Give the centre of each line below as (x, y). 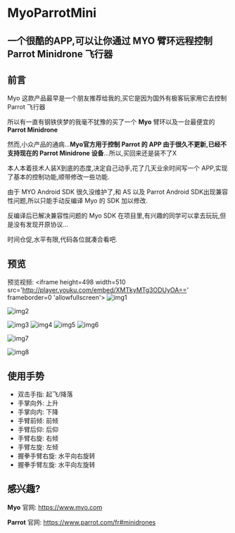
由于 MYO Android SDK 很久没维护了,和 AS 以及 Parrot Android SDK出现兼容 (118, 192)
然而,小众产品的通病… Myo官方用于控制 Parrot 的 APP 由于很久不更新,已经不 (117, 144)
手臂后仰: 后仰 (38, 429)
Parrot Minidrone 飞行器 (60, 54)
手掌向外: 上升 (38, 403)
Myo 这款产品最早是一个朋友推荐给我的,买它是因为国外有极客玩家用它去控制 (117, 98)
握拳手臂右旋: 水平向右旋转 (56, 456)
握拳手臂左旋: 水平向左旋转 (56, 465)
